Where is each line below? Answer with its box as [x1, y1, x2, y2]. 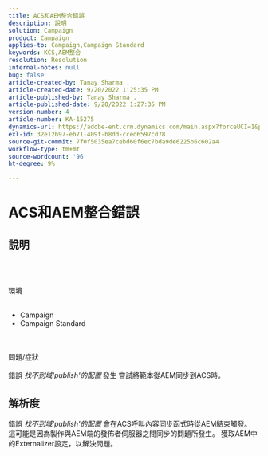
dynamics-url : [8, 123, 56, 131]
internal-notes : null [8, 64, 81, 72]
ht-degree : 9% [8, 160, 56, 168]
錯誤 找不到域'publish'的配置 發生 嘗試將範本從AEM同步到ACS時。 [8, 371, 226, 380]
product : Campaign [8, 33, 69, 42]
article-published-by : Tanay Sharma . [8, 93, 137, 101]
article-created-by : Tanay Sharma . [8, 78, 130, 86]
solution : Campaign [8, 26, 73, 34]
